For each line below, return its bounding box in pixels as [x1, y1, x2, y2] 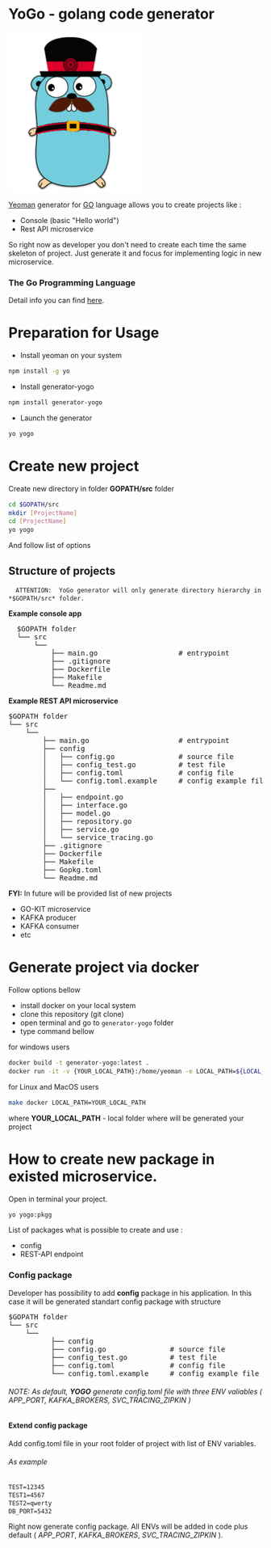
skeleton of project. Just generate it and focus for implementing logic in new [8, 248, 262, 258]
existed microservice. [8, 1167, 158, 1185]
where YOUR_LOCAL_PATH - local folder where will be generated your [8, 1113, 244, 1123]
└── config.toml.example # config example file [51, 1369, 260, 1378]
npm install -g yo [8, 367, 70, 376]
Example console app [8, 609, 82, 618]
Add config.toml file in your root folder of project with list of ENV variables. [8, 1438, 256, 1448]
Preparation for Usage [8, 324, 160, 342]
